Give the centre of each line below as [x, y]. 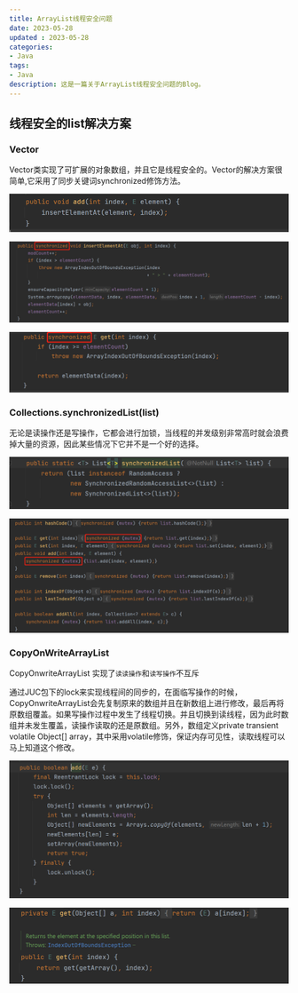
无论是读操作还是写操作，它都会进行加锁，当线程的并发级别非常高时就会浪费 [149, 433]
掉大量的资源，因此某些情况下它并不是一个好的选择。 [106, 444]
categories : [31, 47]
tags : [19, 66]
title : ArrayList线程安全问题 [61, 19]
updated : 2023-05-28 [49, 37]
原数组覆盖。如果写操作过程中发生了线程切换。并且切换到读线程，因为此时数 [149, 714]
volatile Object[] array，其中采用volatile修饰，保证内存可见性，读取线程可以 [147, 736]
